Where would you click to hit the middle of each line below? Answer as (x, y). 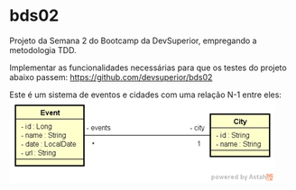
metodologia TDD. (43, 50)
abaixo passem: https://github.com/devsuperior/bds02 (111, 77)
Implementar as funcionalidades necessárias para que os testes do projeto (148, 68)
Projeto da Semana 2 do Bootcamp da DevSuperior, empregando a (133, 41)
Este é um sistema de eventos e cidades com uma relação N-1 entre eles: (146, 95)
